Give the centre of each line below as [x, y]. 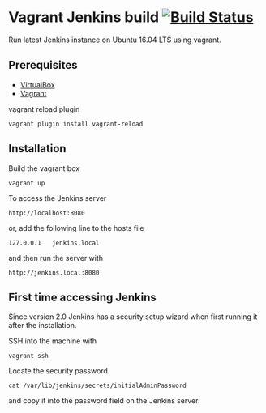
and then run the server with [56, 258]
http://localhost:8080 [47, 213]
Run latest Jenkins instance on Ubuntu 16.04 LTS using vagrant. [115, 40]
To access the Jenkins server [58, 198]
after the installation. [43, 326]
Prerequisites [43, 65]
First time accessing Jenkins [82, 297]
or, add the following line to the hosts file [76, 228]
